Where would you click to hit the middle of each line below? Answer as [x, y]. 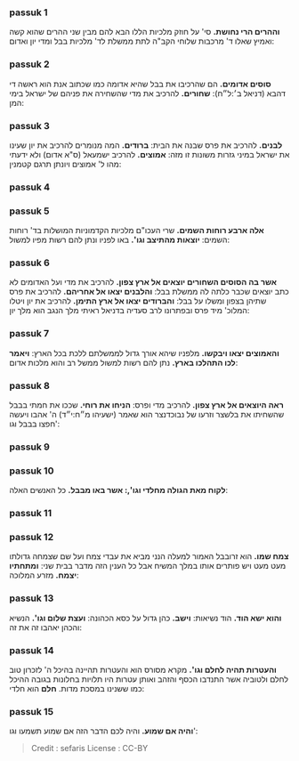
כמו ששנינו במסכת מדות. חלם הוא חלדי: [77, 689]
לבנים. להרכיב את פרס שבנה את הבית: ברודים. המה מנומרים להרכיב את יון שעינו [146, 145]
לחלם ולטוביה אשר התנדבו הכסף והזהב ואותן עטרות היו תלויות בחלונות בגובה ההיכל [149, 679]
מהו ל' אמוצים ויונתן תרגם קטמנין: [65, 164]
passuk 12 [32, 538]
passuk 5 [30, 211]
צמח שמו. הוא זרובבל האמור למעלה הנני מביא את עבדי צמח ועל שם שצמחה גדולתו [149, 556]
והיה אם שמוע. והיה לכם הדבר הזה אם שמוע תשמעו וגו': [104, 731]
